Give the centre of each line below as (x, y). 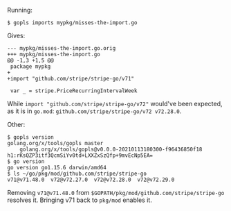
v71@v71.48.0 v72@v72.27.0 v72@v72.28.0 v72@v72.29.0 (91, 180)
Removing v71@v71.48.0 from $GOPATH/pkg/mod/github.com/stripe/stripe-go (116, 193)
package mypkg (30, 67)
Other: (16, 125)
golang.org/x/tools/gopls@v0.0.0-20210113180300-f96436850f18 (111, 149)
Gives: (16, 35)
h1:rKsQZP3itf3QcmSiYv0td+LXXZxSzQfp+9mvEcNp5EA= (80, 155)
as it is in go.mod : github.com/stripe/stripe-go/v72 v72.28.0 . (94, 111)
